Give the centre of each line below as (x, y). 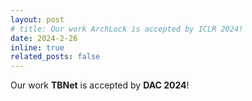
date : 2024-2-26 (44, 38)
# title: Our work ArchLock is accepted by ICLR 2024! (127, 29)
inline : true (37, 47)
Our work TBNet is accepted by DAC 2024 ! (100, 85)
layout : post (37, 19)
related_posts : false (55, 57)
